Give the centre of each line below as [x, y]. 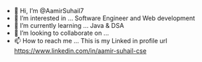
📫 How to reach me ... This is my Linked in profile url [90, 41]
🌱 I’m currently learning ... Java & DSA [69, 25]
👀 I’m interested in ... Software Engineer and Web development [104, 18]
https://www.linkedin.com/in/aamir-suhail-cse [80, 51]
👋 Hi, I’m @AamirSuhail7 [49, 11]
